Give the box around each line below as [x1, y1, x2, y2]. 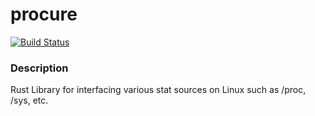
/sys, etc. [10, 94, 49, 107]
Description [10, 61, 69, 75]
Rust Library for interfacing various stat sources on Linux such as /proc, [10, 84, 307, 96]
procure [10, 3, 78, 26]
